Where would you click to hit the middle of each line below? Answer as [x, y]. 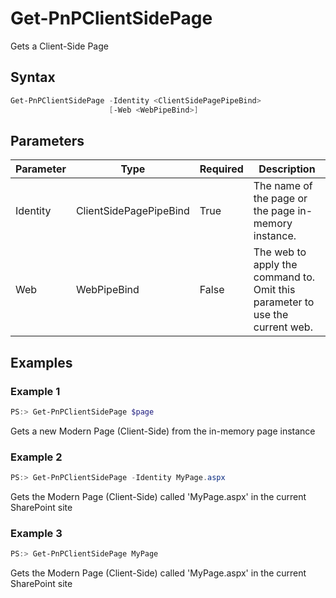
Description [287, 169]
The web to [280, 252]
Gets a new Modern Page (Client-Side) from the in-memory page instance [163, 431]
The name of [283, 186]
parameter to [284, 302]
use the [271, 315]
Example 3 [36, 533]
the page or [280, 199]
